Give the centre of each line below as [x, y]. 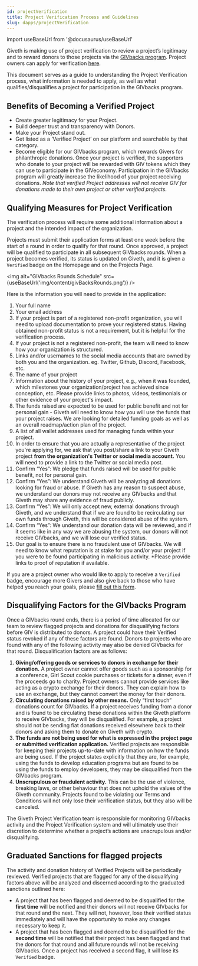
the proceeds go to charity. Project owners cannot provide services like [102, 681]
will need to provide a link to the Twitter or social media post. [89, 462]
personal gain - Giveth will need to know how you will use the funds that [103, 412]
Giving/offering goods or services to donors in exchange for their [97, 662]
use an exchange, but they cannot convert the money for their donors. [100, 694]
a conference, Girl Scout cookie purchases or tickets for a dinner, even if [103, 675]
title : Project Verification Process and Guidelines [73, 17]
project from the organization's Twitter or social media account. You [100, 456]
